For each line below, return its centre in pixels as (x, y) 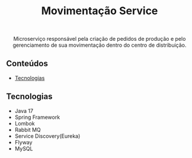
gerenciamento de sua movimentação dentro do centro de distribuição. (100, 45)
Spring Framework (37, 117)
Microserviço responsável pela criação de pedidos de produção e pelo (100, 38)
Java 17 (24, 111)
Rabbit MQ (28, 130)
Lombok (25, 123)
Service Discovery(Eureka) (47, 136)
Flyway (23, 142)
